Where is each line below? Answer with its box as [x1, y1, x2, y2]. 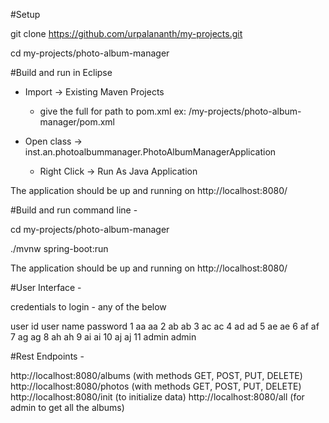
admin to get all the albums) [10, 402, 125, 413]
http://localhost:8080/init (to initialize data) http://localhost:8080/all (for [10, 391, 305, 403]
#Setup [10, 9, 41, 20]
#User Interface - [10, 282, 82, 293]
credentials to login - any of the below [10, 301, 167, 313]
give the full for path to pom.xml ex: [39, 105, 187, 117]
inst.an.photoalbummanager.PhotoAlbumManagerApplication [24, 146, 277, 158]
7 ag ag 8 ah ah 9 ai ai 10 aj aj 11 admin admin [10, 331, 197, 343]
